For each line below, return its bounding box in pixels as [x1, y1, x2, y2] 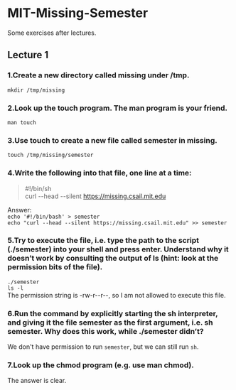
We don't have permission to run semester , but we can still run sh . [7, 342, 199, 351]
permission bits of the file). [7, 262, 103, 272]
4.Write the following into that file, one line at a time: [7, 168, 192, 178]
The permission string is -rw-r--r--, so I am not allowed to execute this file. [7, 291, 226, 299]
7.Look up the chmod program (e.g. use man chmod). [7, 360, 194, 370]
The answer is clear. [7, 377, 67, 385]
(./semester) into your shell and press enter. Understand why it [7, 244, 229, 254]
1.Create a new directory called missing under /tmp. [7, 70, 190, 80]
